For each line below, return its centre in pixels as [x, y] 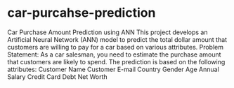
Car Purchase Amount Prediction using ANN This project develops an [108, 32]
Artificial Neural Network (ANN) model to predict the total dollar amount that [117, 39]
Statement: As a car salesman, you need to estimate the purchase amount [114, 54]
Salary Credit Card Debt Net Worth [57, 76]
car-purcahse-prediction [82, 13]
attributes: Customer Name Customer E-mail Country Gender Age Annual [113, 69]
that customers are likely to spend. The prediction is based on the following [116, 61]
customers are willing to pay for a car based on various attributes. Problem [115, 47]
